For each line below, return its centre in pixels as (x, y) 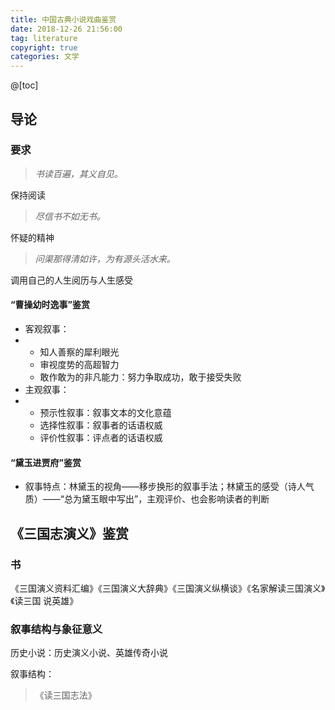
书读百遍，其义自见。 (78, 173)
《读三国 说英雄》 (44, 600)
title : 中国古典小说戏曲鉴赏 (63, 19)
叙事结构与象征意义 (56, 629)
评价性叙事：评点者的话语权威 (101, 438)
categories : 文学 (45, 57)
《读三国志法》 (65, 695)
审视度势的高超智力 (79, 365)
